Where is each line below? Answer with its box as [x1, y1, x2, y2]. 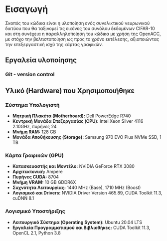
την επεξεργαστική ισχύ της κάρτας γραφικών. [5, 41, 103, 47]
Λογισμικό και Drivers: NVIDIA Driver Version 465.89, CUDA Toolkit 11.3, [12, 190, 163, 196]
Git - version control [5, 71, 55, 78]
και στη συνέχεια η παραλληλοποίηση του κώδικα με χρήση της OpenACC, [5, 31, 161, 37]
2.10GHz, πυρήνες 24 [12, 123, 57, 129]
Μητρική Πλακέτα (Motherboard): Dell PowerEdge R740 [12, 113, 131, 119]
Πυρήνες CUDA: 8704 [12, 174, 59, 180]
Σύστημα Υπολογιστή [5, 101, 60, 108]
